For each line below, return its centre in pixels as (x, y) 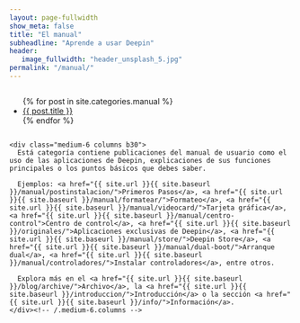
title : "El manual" (46, 34)
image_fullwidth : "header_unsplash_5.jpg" (101, 59)
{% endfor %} (48, 120)
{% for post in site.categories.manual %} (97, 101)
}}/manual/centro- (200, 215)
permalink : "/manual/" (52, 68)
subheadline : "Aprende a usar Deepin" (82, 43)
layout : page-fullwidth (54, 18)
